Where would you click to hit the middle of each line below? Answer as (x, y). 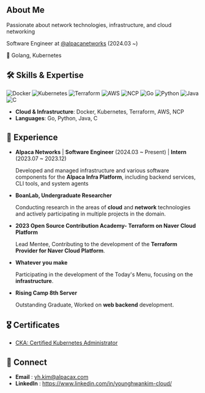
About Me (25, 10)
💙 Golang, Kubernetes (34, 55)
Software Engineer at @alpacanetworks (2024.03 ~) (72, 43)
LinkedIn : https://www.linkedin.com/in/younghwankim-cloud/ (94, 384)
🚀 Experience (32, 138)
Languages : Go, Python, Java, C (56, 118)
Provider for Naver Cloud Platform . (60, 251)
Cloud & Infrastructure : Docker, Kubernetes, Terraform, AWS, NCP (100, 111)
